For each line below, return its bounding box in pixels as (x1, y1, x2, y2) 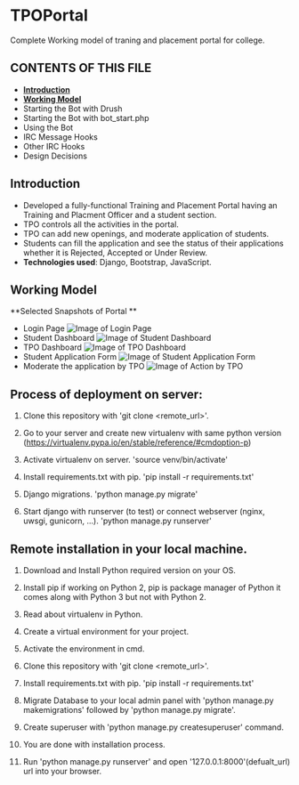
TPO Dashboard (22, 342, 83, 352)
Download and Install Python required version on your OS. (22, 565, 237, 575)
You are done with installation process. (22, 740, 166, 749)
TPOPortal (10, 5, 88, 26)
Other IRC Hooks (22, 141, 85, 151)
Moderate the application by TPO (22, 361, 145, 372)
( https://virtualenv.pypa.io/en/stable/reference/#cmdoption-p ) (22, 437, 252, 448)
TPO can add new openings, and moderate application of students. (22, 228, 270, 239)
